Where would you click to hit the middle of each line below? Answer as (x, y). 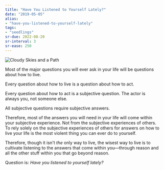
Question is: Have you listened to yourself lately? (54, 162)
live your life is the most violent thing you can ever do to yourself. (71, 133)
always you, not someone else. (36, 99)
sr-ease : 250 (18, 46)
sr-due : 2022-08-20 (25, 37)
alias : (12, 19)
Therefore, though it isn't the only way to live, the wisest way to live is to (78, 143)
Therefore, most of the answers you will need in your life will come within (79, 117)
